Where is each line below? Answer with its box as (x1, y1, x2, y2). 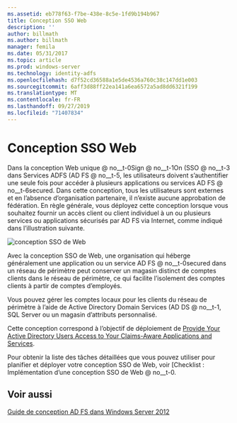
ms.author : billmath (7, 37, 69, 44)
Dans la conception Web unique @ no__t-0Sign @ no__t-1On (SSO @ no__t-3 (7, 163, 231, 172)
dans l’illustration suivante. (7, 224, 85, 232)
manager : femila (7, 43, 55, 50)
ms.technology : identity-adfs (7, 70, 97, 77)
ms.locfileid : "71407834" (7, 109, 83, 116)
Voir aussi (7, 388, 52, 401)
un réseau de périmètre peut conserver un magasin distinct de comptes (7, 266, 217, 275)
